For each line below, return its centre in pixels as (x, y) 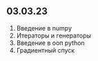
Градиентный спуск (46, 50)
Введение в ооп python (50, 43)
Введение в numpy (44, 28)
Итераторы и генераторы (53, 35)
